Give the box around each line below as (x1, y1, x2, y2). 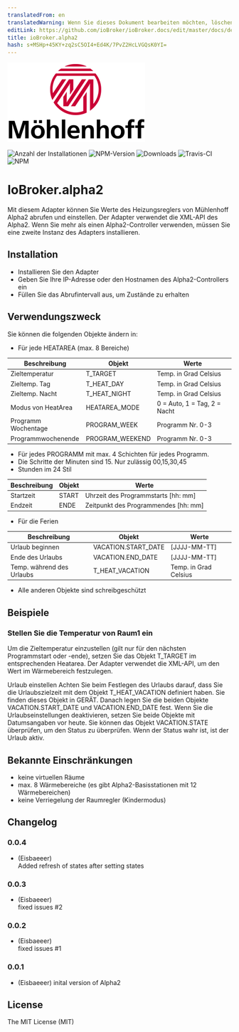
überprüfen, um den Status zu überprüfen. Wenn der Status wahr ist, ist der (7, 726, 229, 735)
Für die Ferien (17, 516, 59, 526)
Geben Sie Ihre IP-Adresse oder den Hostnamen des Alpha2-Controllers (17, 275, 229, 284)
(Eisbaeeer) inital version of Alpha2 (17, 978, 121, 986)
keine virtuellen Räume (17, 772, 85, 782)
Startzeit (10, 491, 36, 499)
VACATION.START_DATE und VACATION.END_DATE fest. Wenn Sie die (7, 703, 213, 712)
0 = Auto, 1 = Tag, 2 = (156, 399, 221, 408)
